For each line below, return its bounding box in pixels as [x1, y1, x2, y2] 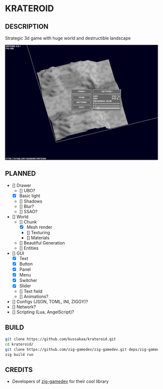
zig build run [5, 352, 34, 357]
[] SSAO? [19, 208, 38, 214]
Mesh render [26, 224, 52, 230]
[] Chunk [19, 219, 37, 224]
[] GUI [12, 250, 24, 256]
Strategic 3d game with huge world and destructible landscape [5, 35, 131, 41]
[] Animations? [19, 294, 49, 299]
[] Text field [19, 288, 43, 295]
